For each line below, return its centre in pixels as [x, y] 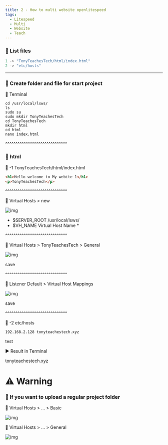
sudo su [13, 113]
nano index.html [22, 134]
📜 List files [18, 51]
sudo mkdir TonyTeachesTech [34, 117]
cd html [13, 130]
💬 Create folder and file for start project [54, 83]
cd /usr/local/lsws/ [27, 103]
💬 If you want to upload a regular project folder [63, 397]
